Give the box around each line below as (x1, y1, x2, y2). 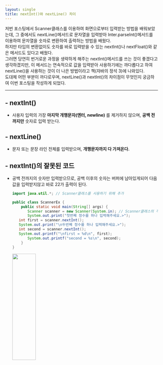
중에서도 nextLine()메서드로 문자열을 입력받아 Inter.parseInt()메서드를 (20, 31, 153, 37)
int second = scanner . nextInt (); (18, 227, 86, 232)
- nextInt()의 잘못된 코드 (5, 162, 75, 170)
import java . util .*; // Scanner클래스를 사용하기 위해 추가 (12, 191, 124, 196)
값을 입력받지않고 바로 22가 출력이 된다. (12, 181, 87, 187)
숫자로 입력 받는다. (25, 118, 61, 124)
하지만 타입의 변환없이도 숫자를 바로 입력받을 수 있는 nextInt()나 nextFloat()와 (5, 44, 152, 49)
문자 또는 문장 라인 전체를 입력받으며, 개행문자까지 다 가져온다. (12, 146, 130, 152)
